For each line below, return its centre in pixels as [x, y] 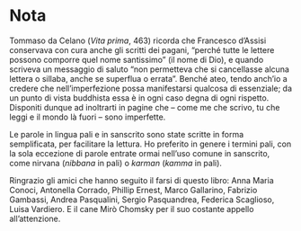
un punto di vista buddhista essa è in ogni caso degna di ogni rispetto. [139, 98]
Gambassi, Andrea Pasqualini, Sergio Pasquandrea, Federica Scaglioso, [142, 200]
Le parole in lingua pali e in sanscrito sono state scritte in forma [127, 134]
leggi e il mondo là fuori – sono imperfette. [88, 117]
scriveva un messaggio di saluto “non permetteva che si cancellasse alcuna [150, 69]
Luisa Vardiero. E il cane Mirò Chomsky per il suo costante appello [132, 209]
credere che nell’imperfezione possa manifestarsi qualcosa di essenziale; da [151, 88]
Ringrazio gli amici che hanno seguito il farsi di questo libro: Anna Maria [142, 180]
